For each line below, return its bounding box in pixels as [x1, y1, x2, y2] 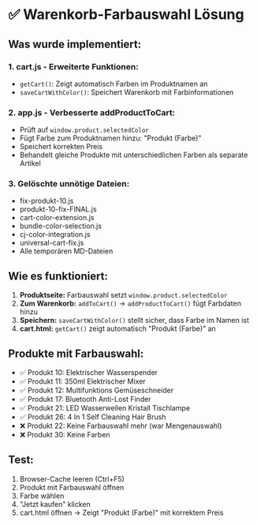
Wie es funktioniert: [8, 269, 109, 283]
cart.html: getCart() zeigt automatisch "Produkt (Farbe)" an [19, 324, 217, 333]
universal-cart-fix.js [19, 238, 84, 248]
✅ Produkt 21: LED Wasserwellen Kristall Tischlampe [19, 403, 191, 413]
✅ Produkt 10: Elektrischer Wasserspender [19, 368, 158, 377]
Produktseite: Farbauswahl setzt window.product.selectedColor [19, 291, 228, 300]
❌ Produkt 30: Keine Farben [19, 430, 110, 440]
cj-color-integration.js [19, 230, 91, 239]
